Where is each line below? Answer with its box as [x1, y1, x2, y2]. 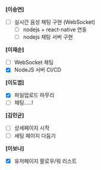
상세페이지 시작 [14, 125, 50, 132]
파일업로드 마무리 [14, 92, 55, 99]
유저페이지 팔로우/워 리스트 [14, 157, 77, 165]
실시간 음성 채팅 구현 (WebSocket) [14, 18, 96, 26]
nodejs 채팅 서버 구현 [23, 33, 73, 41]
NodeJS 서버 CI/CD [14, 66, 62, 73]
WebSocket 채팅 [14, 59, 54, 66]
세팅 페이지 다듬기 [14, 132, 56, 139]
